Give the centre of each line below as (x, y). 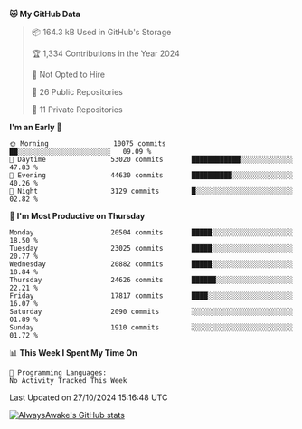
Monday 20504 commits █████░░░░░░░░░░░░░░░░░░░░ (151, 233)
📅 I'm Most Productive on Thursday (77, 216)
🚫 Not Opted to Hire (68, 74)
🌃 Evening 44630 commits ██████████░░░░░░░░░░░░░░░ (151, 176)
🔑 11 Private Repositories (77, 110)
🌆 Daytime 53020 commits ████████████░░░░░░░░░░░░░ (151, 159)
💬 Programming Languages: (58, 373)
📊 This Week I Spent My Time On (73, 353)
